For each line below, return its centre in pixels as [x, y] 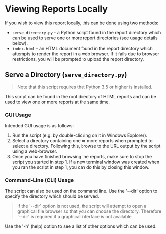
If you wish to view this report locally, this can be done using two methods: [82, 23]
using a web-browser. [35, 151]
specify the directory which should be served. [52, 196]
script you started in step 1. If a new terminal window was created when [86, 162]
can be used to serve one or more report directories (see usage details [85, 38]
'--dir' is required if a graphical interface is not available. [75, 217]
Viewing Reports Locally [57, 9]
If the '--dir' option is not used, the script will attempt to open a [82, 206]
